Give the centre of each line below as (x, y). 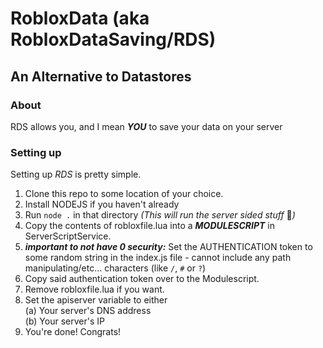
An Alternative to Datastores (101, 76)
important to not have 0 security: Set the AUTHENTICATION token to (168, 247)
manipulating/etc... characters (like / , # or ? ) (115, 268)
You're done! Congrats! (73, 332)
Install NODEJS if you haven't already (102, 204)
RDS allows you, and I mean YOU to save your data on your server (146, 126)
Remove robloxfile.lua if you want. (94, 289)
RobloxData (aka (80, 18)
